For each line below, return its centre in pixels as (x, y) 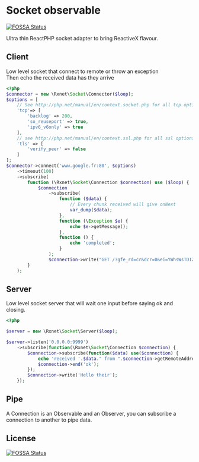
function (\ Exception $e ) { (94, 221)
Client (17, 57)
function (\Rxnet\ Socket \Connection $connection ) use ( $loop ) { (108, 182)
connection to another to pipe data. (49, 420)
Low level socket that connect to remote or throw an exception (82, 71)
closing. (16, 310)
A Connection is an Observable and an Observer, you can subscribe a (91, 413)
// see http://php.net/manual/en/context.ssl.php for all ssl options (106, 138)
